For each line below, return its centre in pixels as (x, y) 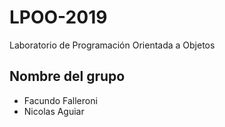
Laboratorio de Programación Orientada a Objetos (112, 45)
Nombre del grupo (67, 76)
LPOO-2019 (58, 17)
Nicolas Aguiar (54, 111)
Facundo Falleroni (60, 100)
